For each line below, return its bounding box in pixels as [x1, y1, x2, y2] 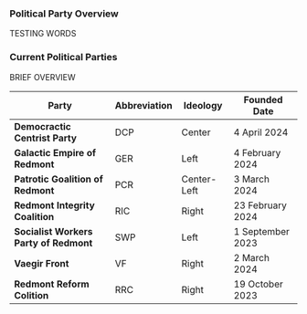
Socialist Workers [14, 225, 93, 237]
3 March [233, 173, 270, 185]
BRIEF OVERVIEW [9, 71, 76, 82]
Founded [243, 93, 283, 106]
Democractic [14, 120, 71, 132]
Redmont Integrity [14, 199, 96, 212]
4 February [233, 146, 281, 159]
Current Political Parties [9, 51, 118, 64]
